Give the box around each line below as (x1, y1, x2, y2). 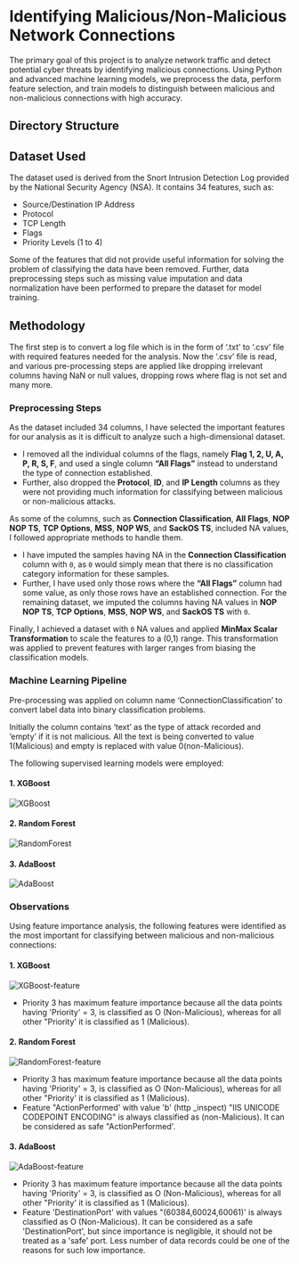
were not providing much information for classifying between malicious (21, 487, 283, 497)
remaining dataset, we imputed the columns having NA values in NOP (21, 597, 278, 608)
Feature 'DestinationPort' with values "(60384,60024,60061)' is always (21, 1207, 283, 1218)
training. (9, 292, 40, 303)
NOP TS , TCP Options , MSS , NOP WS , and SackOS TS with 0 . (21, 606, 251, 617)
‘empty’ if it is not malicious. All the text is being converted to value (9, 731, 255, 742)
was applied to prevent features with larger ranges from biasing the (9, 643, 256, 653)
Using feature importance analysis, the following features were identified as (9, 921, 287, 932)
